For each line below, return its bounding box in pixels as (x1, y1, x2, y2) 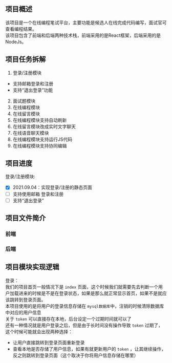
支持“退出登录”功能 (12, 87, 53, 93)
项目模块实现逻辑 (5, 263, 59, 271)
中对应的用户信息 (5, 309, 41, 315)
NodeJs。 (5, 38, 27, 45)
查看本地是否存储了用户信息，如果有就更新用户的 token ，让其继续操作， (12, 346, 166, 352)
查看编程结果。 (5, 26, 37, 32)
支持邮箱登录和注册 (12, 80, 54, 87)
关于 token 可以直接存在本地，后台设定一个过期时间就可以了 (5, 315, 132, 322)
